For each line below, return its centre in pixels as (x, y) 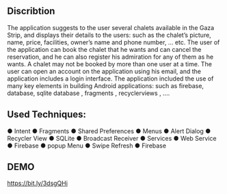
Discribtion (31, 11)
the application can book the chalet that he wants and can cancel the (104, 49)
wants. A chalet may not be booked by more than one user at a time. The (109, 64)
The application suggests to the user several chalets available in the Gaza (111, 27)
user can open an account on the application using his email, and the (104, 71)
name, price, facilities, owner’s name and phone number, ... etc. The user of (113, 42)
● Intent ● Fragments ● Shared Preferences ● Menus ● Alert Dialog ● (109, 131)
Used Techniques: (47, 114)
